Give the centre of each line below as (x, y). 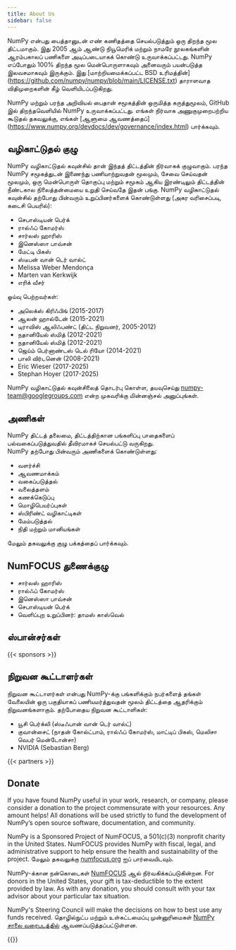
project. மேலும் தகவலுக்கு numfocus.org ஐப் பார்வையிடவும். (91, 859)
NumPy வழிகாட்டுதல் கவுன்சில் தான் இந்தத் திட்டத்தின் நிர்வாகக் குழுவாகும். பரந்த (117, 166)
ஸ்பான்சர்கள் (34, 637)
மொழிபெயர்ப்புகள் (42, 505)
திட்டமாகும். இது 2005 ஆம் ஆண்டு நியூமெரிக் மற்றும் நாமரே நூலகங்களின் (108, 48)
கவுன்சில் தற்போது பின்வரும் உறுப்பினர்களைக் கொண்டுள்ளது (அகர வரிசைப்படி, (114, 198)
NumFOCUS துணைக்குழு (58, 566)
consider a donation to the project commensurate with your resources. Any (116, 808)
